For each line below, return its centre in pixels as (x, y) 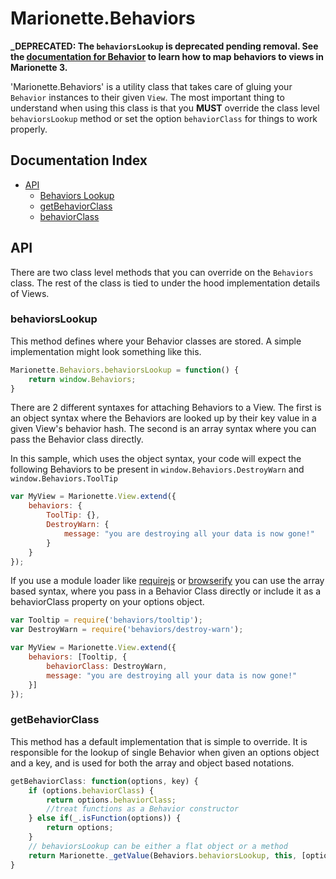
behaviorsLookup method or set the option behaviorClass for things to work (164, 118)
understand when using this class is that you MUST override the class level (165, 108)
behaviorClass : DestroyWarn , (107, 666)
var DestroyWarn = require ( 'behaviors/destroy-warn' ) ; (127, 630)
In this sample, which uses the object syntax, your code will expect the (156, 459)
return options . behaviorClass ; (111, 800)
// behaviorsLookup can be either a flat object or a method (158, 846)
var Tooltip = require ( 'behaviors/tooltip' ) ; (106, 620)
